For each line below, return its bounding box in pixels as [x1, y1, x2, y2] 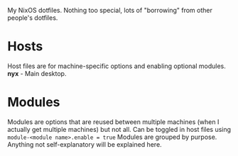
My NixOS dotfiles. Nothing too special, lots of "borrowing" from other [7, 6, 213, 14]
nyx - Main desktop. [7, 69, 67, 77]
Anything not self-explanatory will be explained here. [7, 140, 162, 148]
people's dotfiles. [7, 13, 58, 22]
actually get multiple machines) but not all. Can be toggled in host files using [7, 125, 232, 133]
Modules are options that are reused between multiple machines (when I [7, 117, 220, 126]
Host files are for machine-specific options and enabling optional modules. [7, 62, 226, 70]
